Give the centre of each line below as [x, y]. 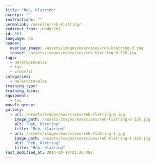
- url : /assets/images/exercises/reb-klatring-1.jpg [67, 133]
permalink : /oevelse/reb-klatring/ [43, 24]
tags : [11, 57]
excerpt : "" [18, 15]
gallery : [15, 110]
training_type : [22, 86]
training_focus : [23, 91]
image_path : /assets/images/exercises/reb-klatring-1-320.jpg [82, 138]
